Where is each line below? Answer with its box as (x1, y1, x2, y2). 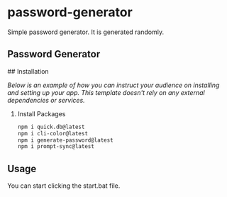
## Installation (7, 67, 49, 75)
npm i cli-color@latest (17, 130, 89, 137)
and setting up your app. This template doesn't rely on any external (7, 88, 205, 96)
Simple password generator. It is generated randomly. (7, 28, 165, 36)
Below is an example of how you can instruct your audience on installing (7, 81, 220, 89)
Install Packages (17, 109, 66, 118)
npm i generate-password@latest (17, 136, 113, 144)
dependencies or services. (7, 96, 85, 104)
